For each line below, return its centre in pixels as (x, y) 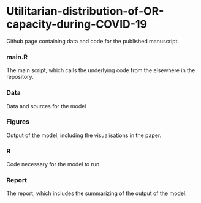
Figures (18, 122)
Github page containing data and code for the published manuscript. (93, 41)
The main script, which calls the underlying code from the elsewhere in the (101, 70)
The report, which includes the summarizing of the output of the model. (97, 193)
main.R (17, 57)
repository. (20, 77)
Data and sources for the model (46, 106)
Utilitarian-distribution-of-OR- (85, 11)
